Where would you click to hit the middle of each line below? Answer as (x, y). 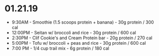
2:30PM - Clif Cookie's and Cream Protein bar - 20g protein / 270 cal (82, 38)
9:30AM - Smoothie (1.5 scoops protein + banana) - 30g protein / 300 (83, 22)
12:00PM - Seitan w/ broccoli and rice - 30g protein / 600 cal (74, 32)
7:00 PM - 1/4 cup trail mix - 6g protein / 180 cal (60, 48)
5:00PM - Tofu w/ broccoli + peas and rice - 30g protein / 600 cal (79, 43)
